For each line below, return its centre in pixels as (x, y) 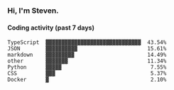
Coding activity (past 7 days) (51, 28)
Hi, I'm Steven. (33, 11)
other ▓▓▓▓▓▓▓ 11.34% (87, 61)
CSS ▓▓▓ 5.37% (87, 74)
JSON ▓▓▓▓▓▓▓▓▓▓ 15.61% (87, 49)
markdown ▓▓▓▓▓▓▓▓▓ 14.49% (87, 55)
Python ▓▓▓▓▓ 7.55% (87, 67)
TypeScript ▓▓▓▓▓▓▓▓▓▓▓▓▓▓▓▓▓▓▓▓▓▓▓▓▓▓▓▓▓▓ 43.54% (87, 43)
